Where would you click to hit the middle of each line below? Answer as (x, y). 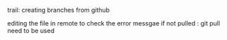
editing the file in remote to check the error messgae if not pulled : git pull (113, 23)
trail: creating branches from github (59, 10)
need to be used (31, 31)
